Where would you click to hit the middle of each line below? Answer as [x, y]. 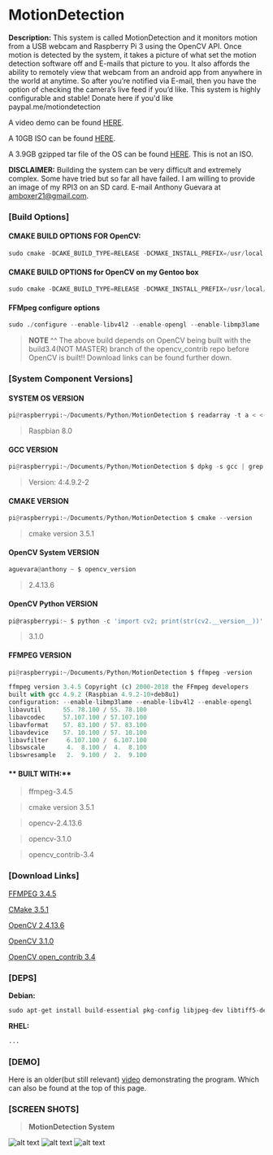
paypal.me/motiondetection [54, 107]
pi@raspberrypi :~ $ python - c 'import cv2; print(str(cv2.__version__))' [136, 621]
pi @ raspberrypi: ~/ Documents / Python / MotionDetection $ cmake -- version [130, 518]
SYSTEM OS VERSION [46, 398]
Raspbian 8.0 [50, 431]
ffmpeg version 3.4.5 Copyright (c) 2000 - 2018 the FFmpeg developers [129, 687]
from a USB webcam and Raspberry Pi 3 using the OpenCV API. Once [125, 46]
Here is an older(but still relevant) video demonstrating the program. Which [134, 1079]
